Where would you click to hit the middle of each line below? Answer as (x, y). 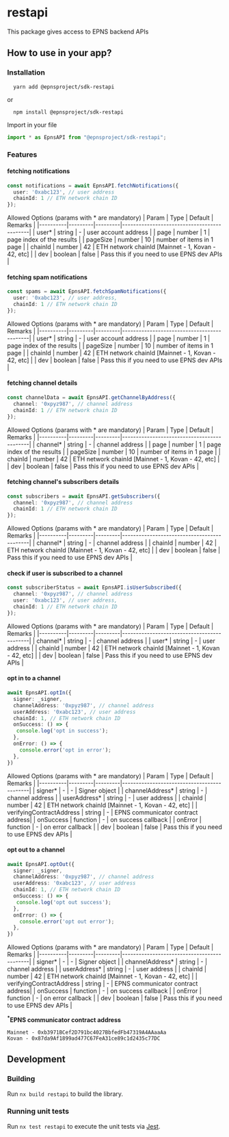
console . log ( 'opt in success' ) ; (62, 731)
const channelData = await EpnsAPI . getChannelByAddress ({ (91, 398)
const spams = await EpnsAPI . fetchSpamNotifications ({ (87, 292)
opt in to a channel (34, 678)
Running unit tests (38, 1112)
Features (22, 155)
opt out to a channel (36, 849)
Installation (26, 73)
